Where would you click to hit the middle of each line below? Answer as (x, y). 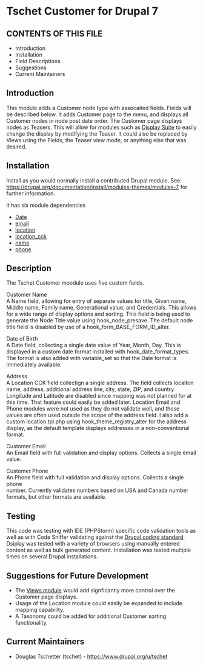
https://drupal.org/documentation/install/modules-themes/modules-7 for (97, 187)
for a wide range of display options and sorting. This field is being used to (98, 314)
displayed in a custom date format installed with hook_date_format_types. (98, 352)
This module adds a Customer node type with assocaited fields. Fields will (99, 108)
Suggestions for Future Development (78, 576)
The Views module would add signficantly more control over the (95, 591)
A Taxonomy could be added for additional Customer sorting (91, 616)
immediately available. (34, 365)
